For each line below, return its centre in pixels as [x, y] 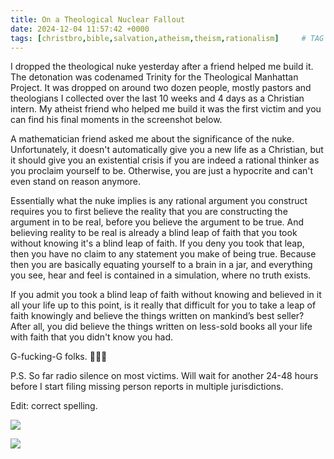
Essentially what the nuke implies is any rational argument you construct [159, 201]
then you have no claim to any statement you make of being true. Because [163, 254]
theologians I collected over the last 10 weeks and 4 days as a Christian [157, 98]
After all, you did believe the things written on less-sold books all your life [161, 327]
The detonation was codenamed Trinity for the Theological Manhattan [154, 77]
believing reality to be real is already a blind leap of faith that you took [154, 233]
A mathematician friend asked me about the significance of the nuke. [152, 139]
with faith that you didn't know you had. [92, 337]
